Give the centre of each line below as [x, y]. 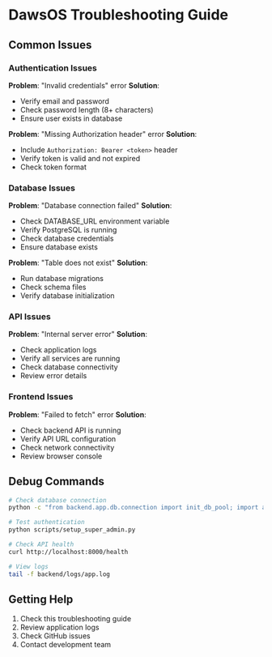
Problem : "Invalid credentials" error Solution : [84, 85]
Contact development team [66, 645]
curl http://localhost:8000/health [68, 552]
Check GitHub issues [55, 636]
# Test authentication [47, 523]
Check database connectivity [69, 367]
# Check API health [41, 544]
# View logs [28, 566]
